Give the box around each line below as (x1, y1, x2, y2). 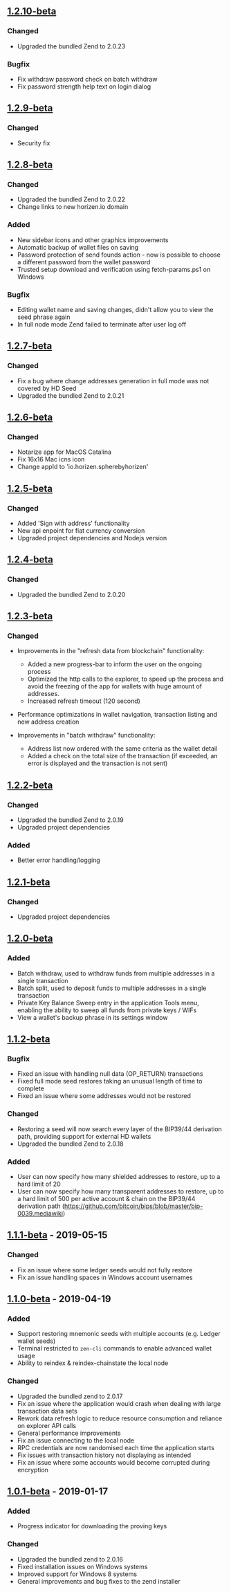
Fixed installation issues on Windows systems (17, 1562, 148, 1571)
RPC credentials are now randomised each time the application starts (17, 1443, 214, 1452)
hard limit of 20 (17, 1180, 61, 1189)
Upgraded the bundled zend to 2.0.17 (17, 1392, 123, 1400)
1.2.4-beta (7, 553, 54, 566)
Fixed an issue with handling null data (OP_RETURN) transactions (17, 1070, 203, 1078)
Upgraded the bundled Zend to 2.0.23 (17, 42, 126, 51)
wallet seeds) (17, 1337, 56, 1345)
